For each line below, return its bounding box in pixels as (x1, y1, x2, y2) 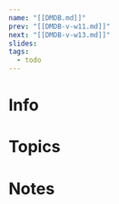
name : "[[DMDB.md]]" (8, 13, 87, 23)
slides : (8, 38, 38, 48)
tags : (8, 47, 29, 56)
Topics (8, 137, 61, 158)
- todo (16, 56, 42, 65)
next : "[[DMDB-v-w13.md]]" (8, 30, 111, 39)
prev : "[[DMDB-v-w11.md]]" (8, 22, 111, 31)
